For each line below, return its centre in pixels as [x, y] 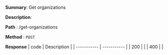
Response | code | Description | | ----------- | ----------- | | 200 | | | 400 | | [84, 47]
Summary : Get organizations [36, 7]
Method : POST [20, 37]
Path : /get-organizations [31, 27]
